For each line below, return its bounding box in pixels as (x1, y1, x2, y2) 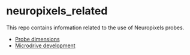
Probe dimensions (14, 35, 60, 42)
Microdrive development (14, 42, 76, 49)
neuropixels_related (6, 4, 108, 18)
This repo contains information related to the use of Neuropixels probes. (6, 24, 185, 31)
